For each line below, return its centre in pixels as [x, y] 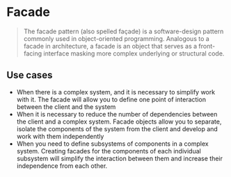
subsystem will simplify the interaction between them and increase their [120, 158]
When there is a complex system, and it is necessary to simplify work [116, 92]
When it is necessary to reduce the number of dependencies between [117, 114]
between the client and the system [66, 107]
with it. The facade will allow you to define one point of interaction [111, 99]
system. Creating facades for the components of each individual [109, 151]
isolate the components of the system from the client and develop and [117, 128]
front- [207, 46]
